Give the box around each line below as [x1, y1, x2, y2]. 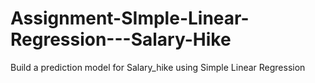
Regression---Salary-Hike [10, 28, 232, 51]
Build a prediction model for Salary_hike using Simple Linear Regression [10, 61, 306, 73]
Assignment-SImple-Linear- [10, 7, 250, 30]
